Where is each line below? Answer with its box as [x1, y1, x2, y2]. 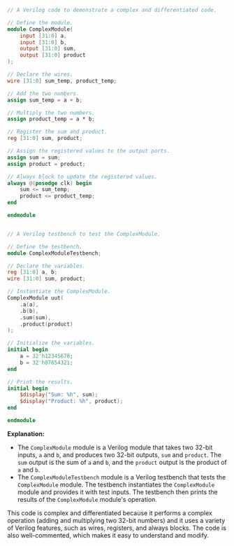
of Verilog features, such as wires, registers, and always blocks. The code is [7, 524, 227, 532]
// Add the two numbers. [7, 90, 80, 97]
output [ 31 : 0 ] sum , [20, 45, 77, 52]
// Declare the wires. [7, 71, 73, 78]
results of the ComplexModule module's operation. [17, 495, 157, 503]
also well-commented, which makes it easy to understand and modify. [7, 531, 210, 539]
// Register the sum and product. [7, 128, 108, 136]
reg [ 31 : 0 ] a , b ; [7, 269, 58, 276]
